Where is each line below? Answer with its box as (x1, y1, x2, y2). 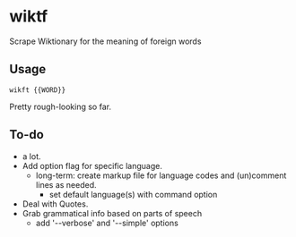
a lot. (22, 150, 41, 162)
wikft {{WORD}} (9, 85, 66, 95)
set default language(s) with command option (48, 189, 218, 199)
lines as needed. (35, 179, 97, 190)
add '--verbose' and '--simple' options (35, 217, 179, 228)
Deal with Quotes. (22, 199, 89, 209)
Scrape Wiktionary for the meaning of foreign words (9, 36, 202, 47)
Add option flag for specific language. (22, 160, 163, 171)
